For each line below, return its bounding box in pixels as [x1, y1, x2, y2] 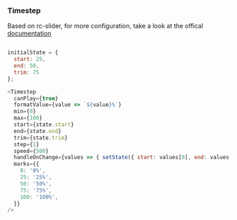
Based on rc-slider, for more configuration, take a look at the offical [7, 22, 204, 30]
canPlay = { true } [13, 95, 59, 102]
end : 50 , [13, 62, 40, 69]
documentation [7, 29, 52, 37]
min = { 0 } [13, 108, 37, 115]
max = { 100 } [13, 115, 42, 122]
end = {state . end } [13, 127, 62, 134]
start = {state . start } [13, 121, 74, 129]
